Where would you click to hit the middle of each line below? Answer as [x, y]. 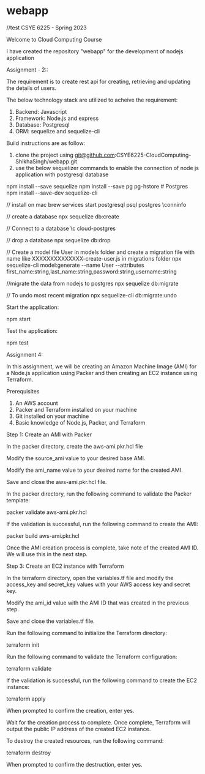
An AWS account [36, 403]
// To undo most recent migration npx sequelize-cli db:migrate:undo [92, 295]
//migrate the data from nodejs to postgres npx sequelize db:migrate [92, 283]
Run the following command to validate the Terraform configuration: [92, 657]
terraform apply [26, 699]
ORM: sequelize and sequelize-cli [57, 131]
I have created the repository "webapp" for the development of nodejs [95, 51]
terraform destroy [28, 753]
